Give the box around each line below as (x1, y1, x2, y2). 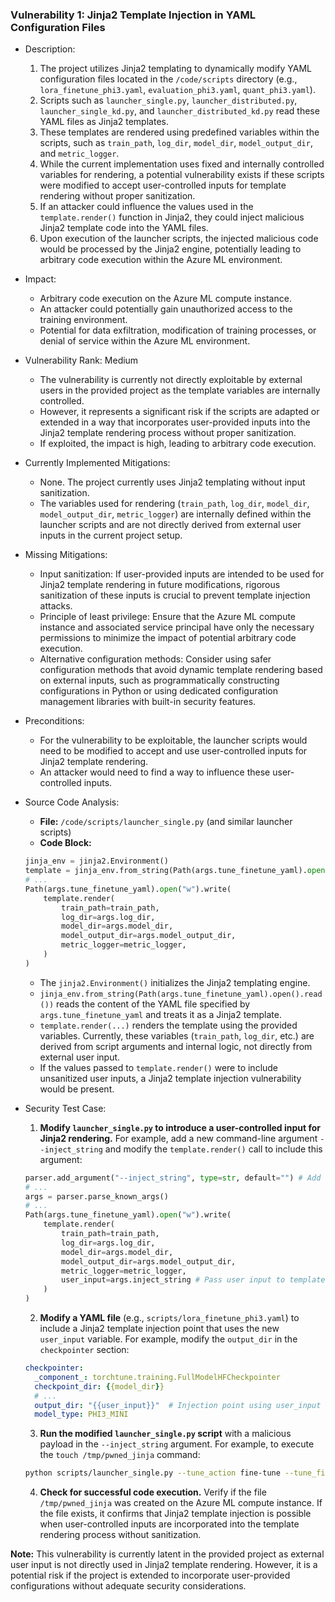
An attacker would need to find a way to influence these (39, 766, 271, 778)
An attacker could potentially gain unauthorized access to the (39, 303, 293, 315)
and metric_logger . (39, 148, 120, 160)
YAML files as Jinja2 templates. (39, 116, 169, 128)
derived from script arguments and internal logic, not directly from (39, 1040, 313, 1052)
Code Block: (39, 837, 92, 849)
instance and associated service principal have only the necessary (39, 621, 315, 633)
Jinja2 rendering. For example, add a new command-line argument (39, 1132, 318, 1144)
